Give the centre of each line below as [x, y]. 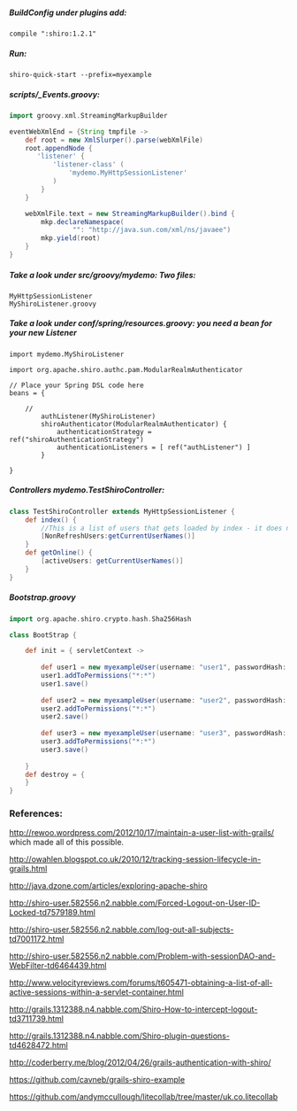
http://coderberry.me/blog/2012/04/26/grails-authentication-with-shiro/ [140, 1062]
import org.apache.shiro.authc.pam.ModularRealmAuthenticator [126, 369]
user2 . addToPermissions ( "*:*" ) [99, 709]
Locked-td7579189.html [52, 913]
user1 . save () [65, 684]
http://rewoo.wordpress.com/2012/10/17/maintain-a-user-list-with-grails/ [142, 833]
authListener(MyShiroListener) [99, 416]
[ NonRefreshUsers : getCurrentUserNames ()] [118, 536]
